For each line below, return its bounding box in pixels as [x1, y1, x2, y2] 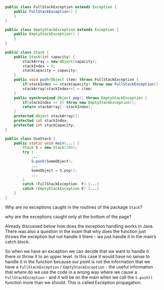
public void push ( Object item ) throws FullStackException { [14, 77, 139, 82]
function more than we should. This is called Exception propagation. [5, 279, 142, 285]
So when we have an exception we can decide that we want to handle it [5, 248, 149, 254]
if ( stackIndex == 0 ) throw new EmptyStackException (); [22, 100, 137, 105]
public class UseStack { [5, 136, 56, 141]
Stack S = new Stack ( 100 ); [22, 145, 78, 150]
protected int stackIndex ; [14, 118, 69, 123]
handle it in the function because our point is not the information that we [5, 259, 150, 265]
